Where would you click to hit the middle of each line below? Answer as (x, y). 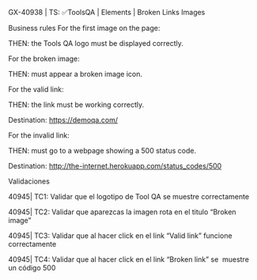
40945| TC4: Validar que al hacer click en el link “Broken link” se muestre (128, 259)
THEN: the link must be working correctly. (76, 104)
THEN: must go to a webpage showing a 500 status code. (102, 151)
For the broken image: (44, 59)
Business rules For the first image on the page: (84, 28)
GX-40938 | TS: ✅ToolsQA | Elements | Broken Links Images (107, 12)
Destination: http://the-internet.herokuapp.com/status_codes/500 (115, 166)
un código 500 (32, 268)
